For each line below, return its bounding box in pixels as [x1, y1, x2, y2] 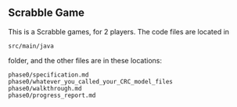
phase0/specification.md [8, 70, 89, 79]
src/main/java [8, 42, 55, 50]
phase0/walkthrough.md [8, 84, 82, 92]
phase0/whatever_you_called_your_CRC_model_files [8, 77, 174, 85]
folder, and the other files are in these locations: [8, 55, 163, 65]
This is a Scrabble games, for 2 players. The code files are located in [8, 27, 229, 36]
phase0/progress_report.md [8, 91, 96, 99]
